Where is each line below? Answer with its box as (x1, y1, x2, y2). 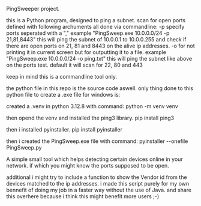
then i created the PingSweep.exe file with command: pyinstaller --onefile (6, 138, 188, 145)
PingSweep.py (6, 144, 42, 151)
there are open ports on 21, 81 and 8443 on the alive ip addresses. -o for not (6, 42, 195, 49)
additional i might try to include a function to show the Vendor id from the (6, 174, 187, 181)
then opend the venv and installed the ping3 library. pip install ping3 (6, 114, 175, 121)
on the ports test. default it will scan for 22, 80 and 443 (6, 61, 143, 68)
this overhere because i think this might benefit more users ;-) (6, 193, 160, 200)
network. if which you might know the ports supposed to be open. (6, 162, 169, 169)
